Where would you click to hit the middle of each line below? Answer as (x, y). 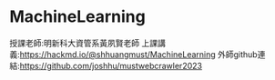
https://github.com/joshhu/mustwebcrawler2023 (111, 65)
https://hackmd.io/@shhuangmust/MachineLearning (117, 54)
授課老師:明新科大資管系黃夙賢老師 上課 (83, 43)
